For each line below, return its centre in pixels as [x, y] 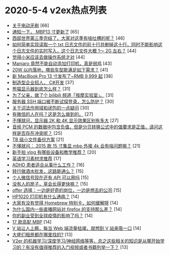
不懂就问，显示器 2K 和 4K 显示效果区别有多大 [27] [65, 120]
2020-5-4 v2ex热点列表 [56, 10]
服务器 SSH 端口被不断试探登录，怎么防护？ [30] [63, 101]
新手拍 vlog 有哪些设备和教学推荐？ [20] [54, 152]
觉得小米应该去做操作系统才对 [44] [48, 57]
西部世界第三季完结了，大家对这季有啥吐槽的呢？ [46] [68, 38]
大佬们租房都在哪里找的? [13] [42, 234]
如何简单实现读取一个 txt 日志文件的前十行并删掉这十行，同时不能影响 [85, 44]
